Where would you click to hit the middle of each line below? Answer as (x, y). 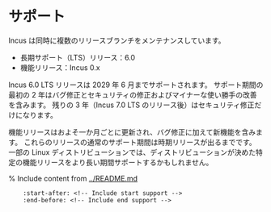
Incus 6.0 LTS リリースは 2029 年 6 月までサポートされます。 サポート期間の (136, 85)
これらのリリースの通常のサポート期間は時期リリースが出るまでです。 (140, 142)
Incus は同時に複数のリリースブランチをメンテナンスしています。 (117, 40)
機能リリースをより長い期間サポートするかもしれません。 (118, 162)
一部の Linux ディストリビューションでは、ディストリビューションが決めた (132, 152)
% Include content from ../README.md (73, 178)
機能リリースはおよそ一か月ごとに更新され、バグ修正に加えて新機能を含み (132, 132)
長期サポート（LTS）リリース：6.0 (78, 57)
